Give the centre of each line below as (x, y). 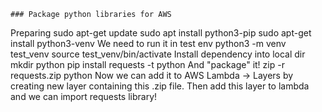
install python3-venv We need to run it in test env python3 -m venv (148, 43)
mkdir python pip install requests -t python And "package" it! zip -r (147, 64)
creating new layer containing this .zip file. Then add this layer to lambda (160, 86)
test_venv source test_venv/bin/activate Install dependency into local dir (158, 54)
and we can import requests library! (84, 96)
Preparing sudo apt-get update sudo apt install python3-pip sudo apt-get (161, 33)
